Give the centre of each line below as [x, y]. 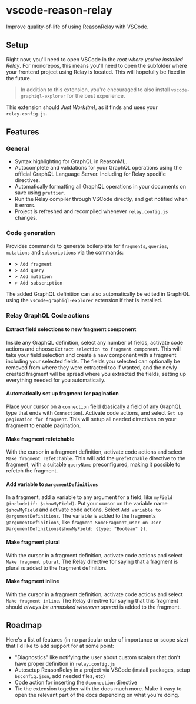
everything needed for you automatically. [56, 380]
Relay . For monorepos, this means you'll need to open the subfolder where [97, 65]
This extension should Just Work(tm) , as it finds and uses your [82, 107]
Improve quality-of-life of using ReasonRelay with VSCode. [77, 27]
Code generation [31, 233]
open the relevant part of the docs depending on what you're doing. [97, 695]
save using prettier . [40, 193]
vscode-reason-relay [59, 10]
